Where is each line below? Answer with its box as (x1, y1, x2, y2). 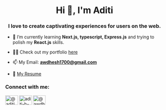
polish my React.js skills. (12, 39, 64, 45)
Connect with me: (5, 83, 50, 90)
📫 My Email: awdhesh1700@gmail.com (12, 59, 97, 65)
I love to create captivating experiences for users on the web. (8, 23, 161, 30)
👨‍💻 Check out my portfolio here (12, 49, 78, 55)
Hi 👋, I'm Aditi (56, 5, 113, 16)
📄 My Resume (12, 71, 42, 77)
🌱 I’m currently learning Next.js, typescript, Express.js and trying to (12, 34, 154, 40)
